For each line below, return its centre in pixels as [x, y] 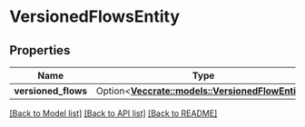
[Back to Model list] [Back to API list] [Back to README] [113, 113]
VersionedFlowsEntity [94, 17]
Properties [40, 50]
